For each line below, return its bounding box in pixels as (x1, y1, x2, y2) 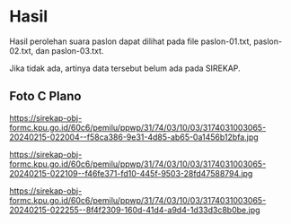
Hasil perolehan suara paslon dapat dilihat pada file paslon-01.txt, (9, 36, 252, 47)
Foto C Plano (9, 89, 82, 104)
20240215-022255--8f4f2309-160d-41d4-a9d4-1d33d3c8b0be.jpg (9, 204, 260, 215)
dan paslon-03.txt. (35, 45, 104, 56)
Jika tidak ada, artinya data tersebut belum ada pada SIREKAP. (9, 63, 241, 73)
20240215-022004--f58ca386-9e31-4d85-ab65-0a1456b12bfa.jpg (9, 132, 259, 142)
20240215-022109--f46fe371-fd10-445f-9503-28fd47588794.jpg (9, 168, 253, 178)
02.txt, (9, 45, 34, 56)
